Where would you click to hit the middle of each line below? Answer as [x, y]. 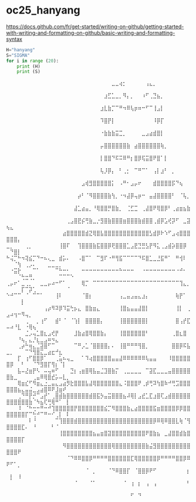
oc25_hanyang [43, 10]
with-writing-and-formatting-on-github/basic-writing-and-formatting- [91, 32]
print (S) [29, 72]
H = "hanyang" [21, 50]
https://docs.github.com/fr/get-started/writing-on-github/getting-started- [95, 26]
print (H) [29, 66]
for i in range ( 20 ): [33, 61]
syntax [14, 39]
